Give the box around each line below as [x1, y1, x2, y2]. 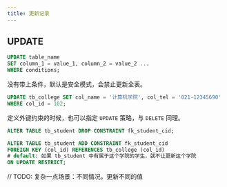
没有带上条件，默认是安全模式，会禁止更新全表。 [7, 80, 146, 88]
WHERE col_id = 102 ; [7, 100, 67, 107]
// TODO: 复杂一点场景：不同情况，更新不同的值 [7, 173, 144, 181]
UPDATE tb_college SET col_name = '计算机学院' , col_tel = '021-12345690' [7, 94, 222, 101]
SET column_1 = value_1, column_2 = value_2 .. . [7, 60, 150, 68]
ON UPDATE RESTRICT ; [7, 159, 67, 166]
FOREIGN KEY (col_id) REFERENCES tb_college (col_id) [7, 146, 166, 153]
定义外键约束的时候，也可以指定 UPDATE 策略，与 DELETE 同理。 [7, 113, 184, 121]
